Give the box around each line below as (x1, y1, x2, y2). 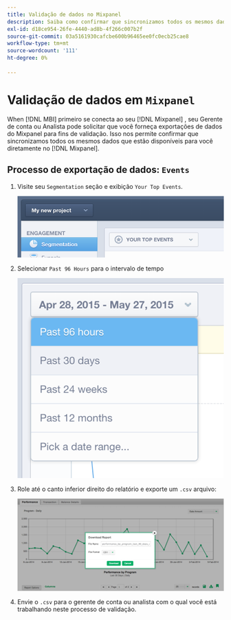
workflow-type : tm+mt (7, 40, 69, 47)
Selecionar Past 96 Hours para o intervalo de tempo (16, 264, 164, 273)
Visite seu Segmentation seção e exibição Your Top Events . (16, 182, 184, 190)
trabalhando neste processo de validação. (16, 605, 137, 614)
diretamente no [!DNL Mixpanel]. (7, 144, 100, 152)
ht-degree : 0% (7, 55, 48, 62)
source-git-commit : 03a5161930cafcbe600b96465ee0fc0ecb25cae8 (7, 33, 189, 40)
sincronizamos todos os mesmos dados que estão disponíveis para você (7, 137, 213, 145)
